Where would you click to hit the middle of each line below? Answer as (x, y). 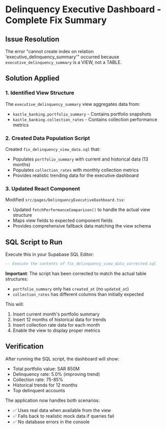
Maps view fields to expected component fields (63, 220)
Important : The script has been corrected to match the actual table (76, 273)
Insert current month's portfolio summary (56, 314)
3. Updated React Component (43, 189)
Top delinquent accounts (39, 390)
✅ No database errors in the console (51, 422)
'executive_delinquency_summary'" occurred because (62, 57)
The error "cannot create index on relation (50, 51)
